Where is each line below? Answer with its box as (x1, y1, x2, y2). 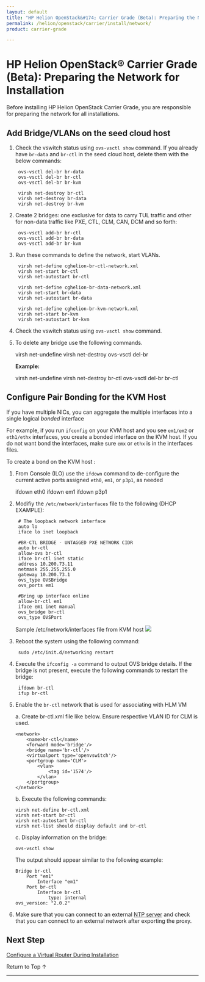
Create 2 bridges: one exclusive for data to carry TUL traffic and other (15, 212, 192, 218)
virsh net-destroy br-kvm (18, 201, 84, 207)
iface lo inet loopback (18, 529, 79, 535)
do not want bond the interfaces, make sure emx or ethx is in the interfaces (6, 439, 193, 447)
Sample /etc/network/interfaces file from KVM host (15, 626, 144, 633)
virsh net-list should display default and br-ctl (15, 823, 147, 829)
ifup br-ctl (18, 690, 49, 696)
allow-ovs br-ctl (18, 550, 62, 556)
